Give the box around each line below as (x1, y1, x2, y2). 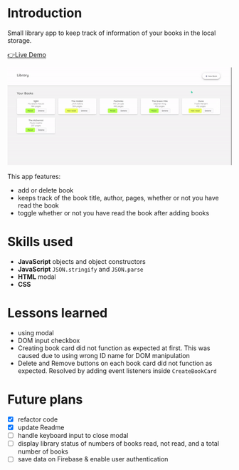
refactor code (17, 415, 58, 424)
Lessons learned (7, 305, 108, 322)
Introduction (7, 5, 83, 21)
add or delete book (17, 186, 74, 195)
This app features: (7, 173, 61, 181)
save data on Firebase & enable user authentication (17, 455, 169, 464)
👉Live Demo (7, 50, 47, 58)
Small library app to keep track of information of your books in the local (7, 29, 216, 37)
